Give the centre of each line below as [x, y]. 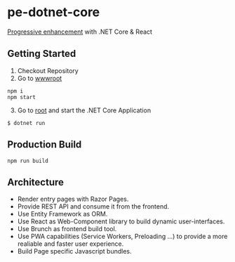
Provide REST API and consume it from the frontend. [93, 207]
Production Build [45, 145]
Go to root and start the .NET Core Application [84, 110]
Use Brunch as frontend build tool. [67, 229]
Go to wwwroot [40, 78]
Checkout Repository [48, 70]
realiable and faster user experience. [70, 244]
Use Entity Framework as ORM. [62, 214]
